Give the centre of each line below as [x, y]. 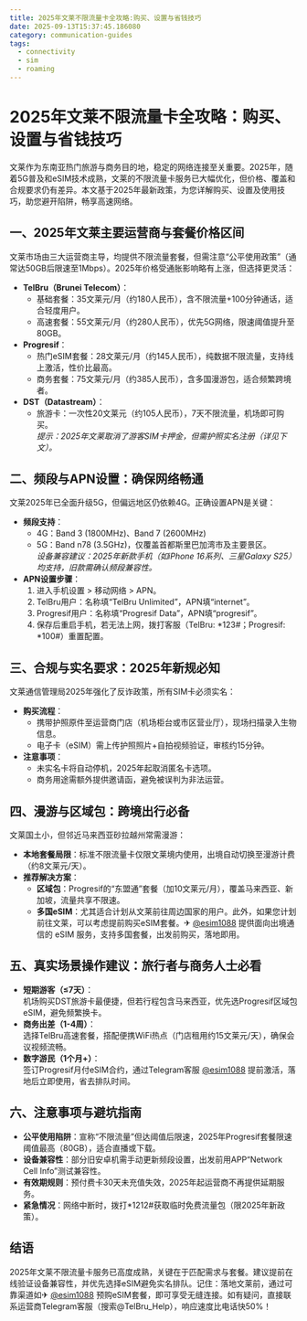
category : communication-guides [71, 35]
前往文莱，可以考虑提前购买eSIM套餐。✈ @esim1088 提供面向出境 [161, 923]
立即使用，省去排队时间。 [87, 1081]
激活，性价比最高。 [80, 368]
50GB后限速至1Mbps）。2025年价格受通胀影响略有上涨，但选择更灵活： [160, 268]
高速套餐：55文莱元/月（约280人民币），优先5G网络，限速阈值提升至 [165, 322]
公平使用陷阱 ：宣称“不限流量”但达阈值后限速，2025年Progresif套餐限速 [157, 1136]
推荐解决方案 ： [51, 878]
